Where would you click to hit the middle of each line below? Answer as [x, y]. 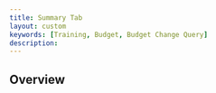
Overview [38, 79]
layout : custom [38, 26]
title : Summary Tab [46, 18]
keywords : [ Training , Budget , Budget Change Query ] [108, 34]
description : [34, 43]
